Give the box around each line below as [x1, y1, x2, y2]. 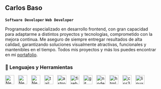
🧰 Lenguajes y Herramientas [5, 64, 73, 71]
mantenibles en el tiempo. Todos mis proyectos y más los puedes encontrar [5, 46, 157, 52]
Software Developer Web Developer [5, 17, 74, 22]
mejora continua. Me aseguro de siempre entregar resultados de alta [5, 36, 143, 42]
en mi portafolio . [5, 52, 38, 58]
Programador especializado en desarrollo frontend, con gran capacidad [5, 26, 148, 32]
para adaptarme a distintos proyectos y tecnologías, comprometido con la [5, 31, 153, 37]
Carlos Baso [5, 4, 43, 12]
